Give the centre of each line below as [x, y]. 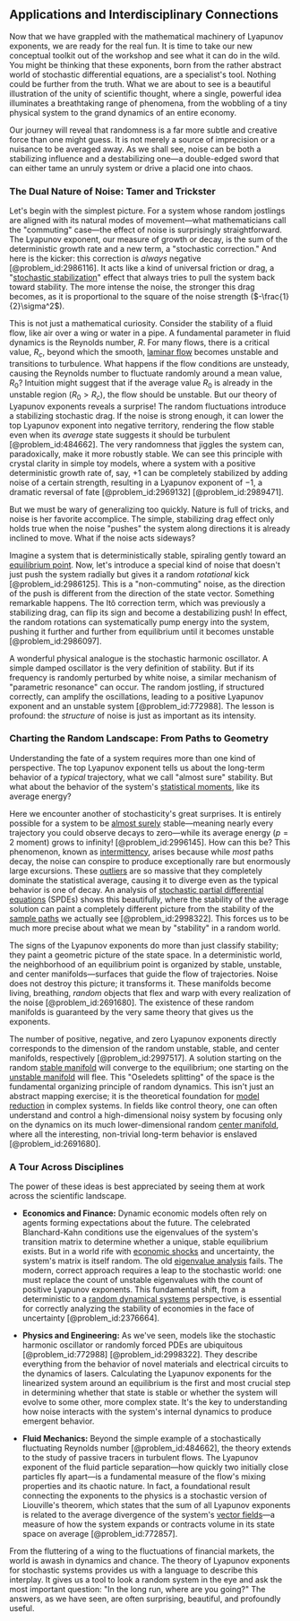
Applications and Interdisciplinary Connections [144, 15]
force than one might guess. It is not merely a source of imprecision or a [142, 139]
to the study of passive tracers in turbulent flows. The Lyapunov [140, 1458]
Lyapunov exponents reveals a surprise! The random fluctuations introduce [148, 406]
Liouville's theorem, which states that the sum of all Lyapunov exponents [156, 1505]
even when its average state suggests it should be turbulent [120, 435]
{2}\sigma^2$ [34, 306]
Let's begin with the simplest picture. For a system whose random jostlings [147, 211]
